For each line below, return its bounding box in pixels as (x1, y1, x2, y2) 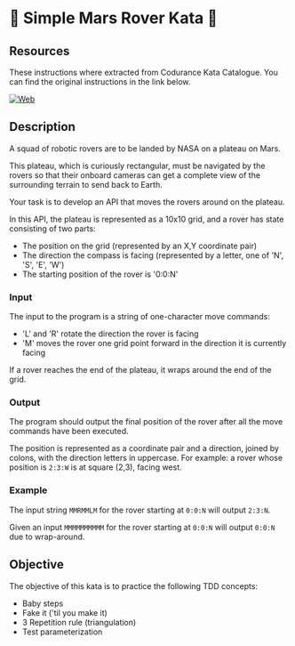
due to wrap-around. (9, 531, 85, 542)
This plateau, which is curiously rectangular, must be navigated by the (9, 160, 266, 171)
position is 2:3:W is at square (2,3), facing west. (9, 462, 182, 472)
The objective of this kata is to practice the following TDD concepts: (9, 580, 259, 591)
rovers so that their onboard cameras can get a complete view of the (9, 169, 260, 181)
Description (9, 119, 76, 134)
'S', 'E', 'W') (21, 259, 65, 270)
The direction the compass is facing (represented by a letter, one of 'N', (21, 249, 284, 261)
